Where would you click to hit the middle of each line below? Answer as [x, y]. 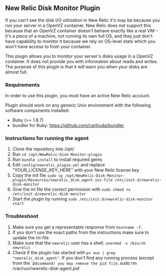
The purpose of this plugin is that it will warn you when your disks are [76, 67]
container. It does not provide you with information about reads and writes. [82, 61]
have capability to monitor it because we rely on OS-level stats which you [80, 41]
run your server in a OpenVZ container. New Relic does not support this [78, 25]
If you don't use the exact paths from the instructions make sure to [81, 232]
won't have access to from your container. [48, 46]
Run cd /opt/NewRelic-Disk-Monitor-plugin [57, 154]
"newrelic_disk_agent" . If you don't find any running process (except [83, 258]
